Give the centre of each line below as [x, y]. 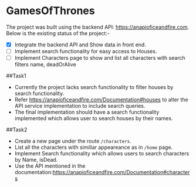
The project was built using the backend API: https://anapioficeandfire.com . [98, 27]
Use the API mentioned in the [50, 166]
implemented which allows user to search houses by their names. [94, 118]
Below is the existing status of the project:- [58, 33]
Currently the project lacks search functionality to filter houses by [94, 87]
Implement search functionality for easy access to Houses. [86, 51]
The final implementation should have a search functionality [87, 112]
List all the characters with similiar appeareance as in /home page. [94, 147]
